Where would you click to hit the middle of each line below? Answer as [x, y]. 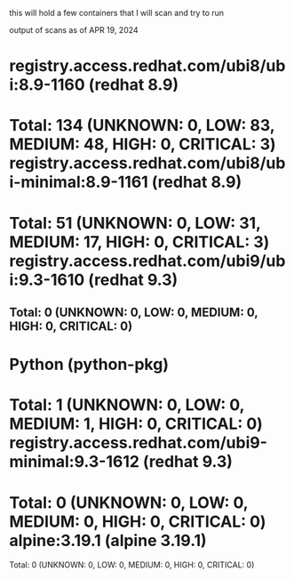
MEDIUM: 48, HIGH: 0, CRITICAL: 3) [143, 145]
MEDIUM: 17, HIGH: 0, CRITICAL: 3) [139, 241]
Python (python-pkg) [89, 365]
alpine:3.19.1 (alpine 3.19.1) [108, 540]
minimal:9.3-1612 [75, 462]
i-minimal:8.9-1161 [79, 182]
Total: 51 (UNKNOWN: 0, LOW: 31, [135, 223]
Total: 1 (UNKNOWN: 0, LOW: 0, [127, 405]
